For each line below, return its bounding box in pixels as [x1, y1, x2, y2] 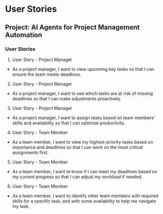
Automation [5, 31, 42, 39]
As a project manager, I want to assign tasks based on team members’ [12, 115, 155, 121]
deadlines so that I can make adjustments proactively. [12, 95, 122, 101]
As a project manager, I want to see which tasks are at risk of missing [12, 90, 153, 96]
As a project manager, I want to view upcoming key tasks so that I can [12, 66, 154, 72]
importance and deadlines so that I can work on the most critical [12, 144, 143, 150]
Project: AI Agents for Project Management [5, 23, 140, 31]
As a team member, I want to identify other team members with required [12, 193, 159, 199]
